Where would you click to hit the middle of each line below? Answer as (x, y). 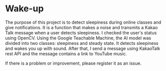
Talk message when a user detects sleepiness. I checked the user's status (81, 33)
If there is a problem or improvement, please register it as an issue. (73, 63)
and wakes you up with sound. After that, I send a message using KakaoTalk (83, 48)
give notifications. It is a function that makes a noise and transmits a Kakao (82, 27)
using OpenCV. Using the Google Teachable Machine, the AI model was (78, 38)
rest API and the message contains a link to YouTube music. (66, 53)
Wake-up (25, 9)
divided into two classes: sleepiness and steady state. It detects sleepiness (82, 43)
